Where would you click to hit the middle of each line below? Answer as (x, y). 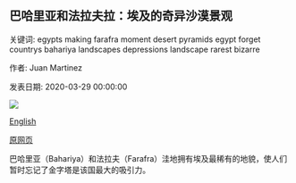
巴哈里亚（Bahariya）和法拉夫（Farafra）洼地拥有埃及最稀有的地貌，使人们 (148, 158)
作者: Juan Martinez (46, 67)
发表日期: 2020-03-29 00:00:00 (68, 87)
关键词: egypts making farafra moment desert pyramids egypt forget (135, 39)
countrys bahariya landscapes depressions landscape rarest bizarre (135, 49)
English (23, 121)
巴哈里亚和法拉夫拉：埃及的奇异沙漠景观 (121, 16)
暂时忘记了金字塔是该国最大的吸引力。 (80, 170)
